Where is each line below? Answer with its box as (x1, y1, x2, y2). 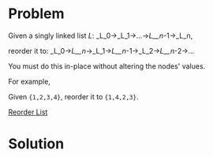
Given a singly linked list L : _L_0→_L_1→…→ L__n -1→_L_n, (8, 31, 193, 40)
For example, (8, 77, 51, 86)
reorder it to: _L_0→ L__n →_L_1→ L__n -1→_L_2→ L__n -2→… (8, 46, 195, 55)
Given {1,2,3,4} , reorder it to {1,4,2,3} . (8, 92, 139, 101)
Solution (8, 135, 65, 153)
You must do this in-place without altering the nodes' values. (8, 61, 206, 71)
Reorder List (8, 107, 48, 117)
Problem (8, 5, 65, 23)
